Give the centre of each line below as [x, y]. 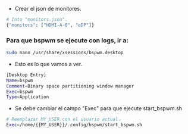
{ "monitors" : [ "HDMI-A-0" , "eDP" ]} [50, 25]
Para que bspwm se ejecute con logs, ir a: [68, 40]
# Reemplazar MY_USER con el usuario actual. [63, 119]
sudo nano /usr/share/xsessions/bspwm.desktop [65, 53]
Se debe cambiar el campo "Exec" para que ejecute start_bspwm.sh [98, 108]
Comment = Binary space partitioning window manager [70, 86]
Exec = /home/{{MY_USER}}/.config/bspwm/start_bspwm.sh [74, 125]
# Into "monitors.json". [37, 20]
